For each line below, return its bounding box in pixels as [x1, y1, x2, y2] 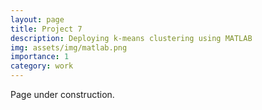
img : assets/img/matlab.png [10, 42, 128, 53]
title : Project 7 [10, 24, 83, 34]
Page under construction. [10, 89, 115, 100]
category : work [10, 61, 74, 71]
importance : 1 [10, 52, 70, 62]
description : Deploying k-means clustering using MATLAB [10, 33, 253, 43]
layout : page [10, 14, 65, 25]
